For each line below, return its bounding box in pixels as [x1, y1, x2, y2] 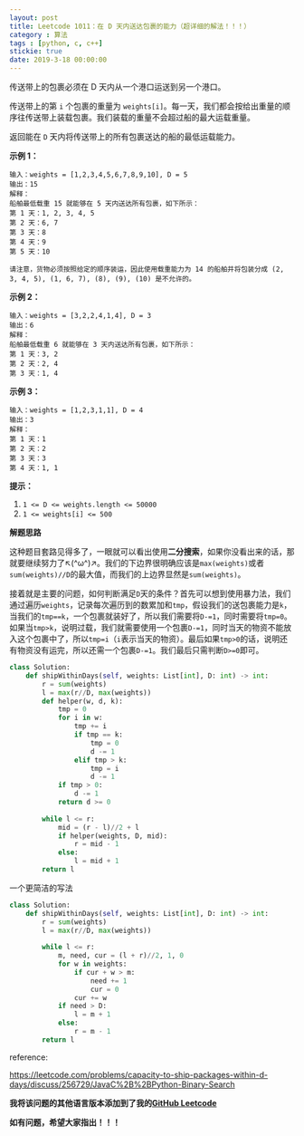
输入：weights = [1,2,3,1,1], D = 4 [9, 406, 144, 415]
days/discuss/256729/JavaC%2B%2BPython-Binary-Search [9, 1079, 235, 1090]
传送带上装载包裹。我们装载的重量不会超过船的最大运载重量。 [24, 112, 255, 122]
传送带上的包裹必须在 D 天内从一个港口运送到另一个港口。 [9, 82, 226, 91]
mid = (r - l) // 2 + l [57, 823, 140, 832]
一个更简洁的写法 [9, 882, 73, 893]
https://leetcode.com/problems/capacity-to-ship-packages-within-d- [9, 1069, 269, 1080]
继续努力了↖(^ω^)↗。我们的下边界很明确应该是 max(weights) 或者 [24, 558, 265, 568]
